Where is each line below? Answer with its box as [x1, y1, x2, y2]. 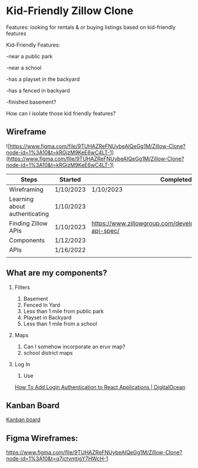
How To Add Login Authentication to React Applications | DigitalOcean [14, 383, 186, 390]
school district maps [23, 349, 73, 356]
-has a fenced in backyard [6, 87, 70, 94]
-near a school [6, 64, 42, 71]
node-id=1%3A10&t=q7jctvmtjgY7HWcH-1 [6, 455, 108, 462]
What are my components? [6, 268, 108, 278]
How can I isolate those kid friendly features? [6, 110, 116, 117]
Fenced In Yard [23, 301, 61, 308]
